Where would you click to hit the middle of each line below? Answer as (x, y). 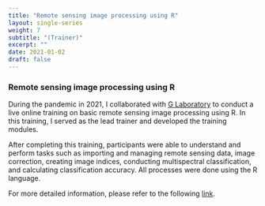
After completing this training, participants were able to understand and (125, 145)
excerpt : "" (28, 45)
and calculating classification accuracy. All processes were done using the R (133, 170)
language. (25, 178)
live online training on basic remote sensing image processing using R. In (127, 113)
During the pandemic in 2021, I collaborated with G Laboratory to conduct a (131, 104)
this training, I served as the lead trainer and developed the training (117, 121)
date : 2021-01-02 (37, 52)
